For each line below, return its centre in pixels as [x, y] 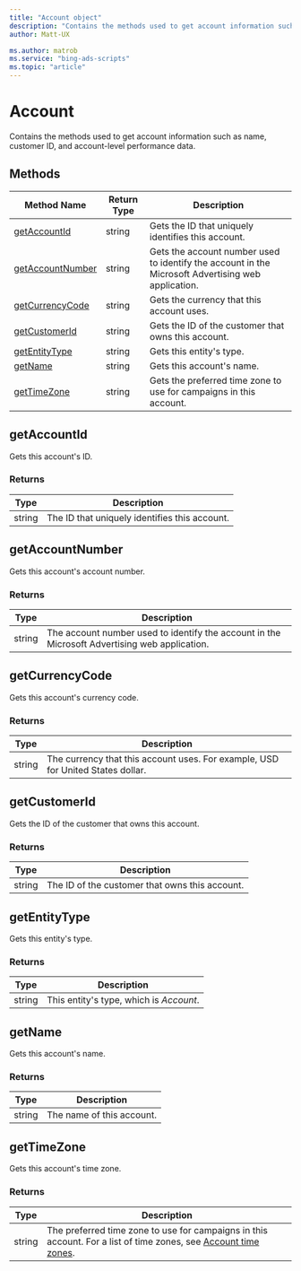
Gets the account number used [215, 251]
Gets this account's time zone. [65, 1169]
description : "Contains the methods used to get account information [142, 26]
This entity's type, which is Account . [123, 1000]
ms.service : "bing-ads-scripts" [69, 59]
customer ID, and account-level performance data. [103, 145]
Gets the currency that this [205, 300]
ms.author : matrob [43, 50]
